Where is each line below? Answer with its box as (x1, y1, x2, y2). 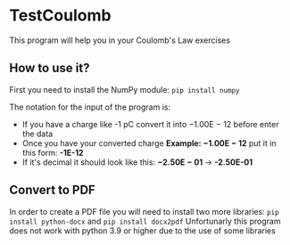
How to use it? (9, 61, 90, 76)
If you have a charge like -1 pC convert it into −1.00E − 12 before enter (21, 118, 279, 129)
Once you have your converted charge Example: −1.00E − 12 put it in (21, 137, 277, 148)
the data (21, 128, 54, 139)
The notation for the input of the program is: (9, 102, 171, 112)
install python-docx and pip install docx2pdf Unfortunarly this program (9, 216, 281, 226)
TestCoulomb (9, 5, 112, 26)
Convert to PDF (9, 183, 95, 198)
